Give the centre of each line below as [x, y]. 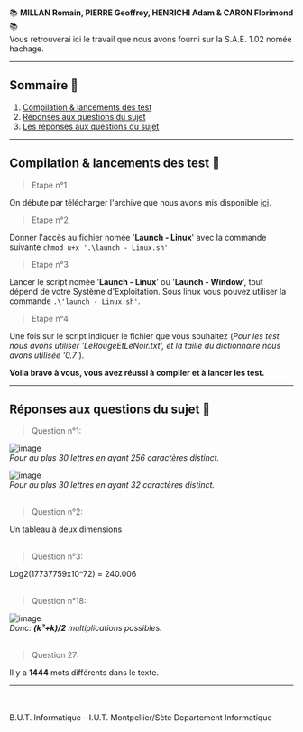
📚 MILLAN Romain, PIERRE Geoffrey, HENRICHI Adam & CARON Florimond [151, 13]
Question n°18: [59, 601]
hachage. [27, 49]
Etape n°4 [50, 318]
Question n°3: [57, 556]
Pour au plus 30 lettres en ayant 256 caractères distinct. [115, 458]
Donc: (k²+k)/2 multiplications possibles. [86, 628]
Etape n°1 [49, 185]
